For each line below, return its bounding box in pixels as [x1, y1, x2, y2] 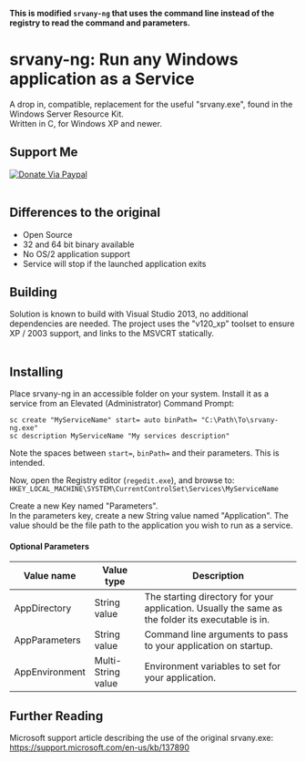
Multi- [94, 654, 122, 667]
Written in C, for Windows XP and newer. [9, 118, 162, 129]
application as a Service [9, 68, 195, 89]
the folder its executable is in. [144, 613, 270, 626]
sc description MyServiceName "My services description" [9, 432, 230, 441]
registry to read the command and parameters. [9, 17, 191, 28]
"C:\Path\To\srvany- [200, 416, 280, 425]
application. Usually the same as [144, 602, 283, 614]
